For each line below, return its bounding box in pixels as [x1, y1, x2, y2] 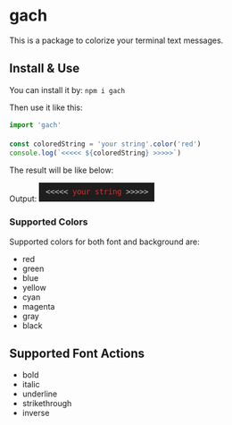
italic [21, 379, 40, 390]
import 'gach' [9, 120, 62, 130]
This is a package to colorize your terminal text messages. [9, 35, 224, 46]
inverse [21, 408, 50, 419]
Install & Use [9, 61, 80, 76]
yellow [21, 282, 46, 293]
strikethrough [21, 398, 72, 409]
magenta [21, 301, 55, 311]
